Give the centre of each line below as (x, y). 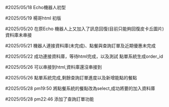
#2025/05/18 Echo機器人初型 (36, 7)
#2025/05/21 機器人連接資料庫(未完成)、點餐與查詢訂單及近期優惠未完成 (80, 46)
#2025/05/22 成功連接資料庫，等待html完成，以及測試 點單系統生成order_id (84, 56)
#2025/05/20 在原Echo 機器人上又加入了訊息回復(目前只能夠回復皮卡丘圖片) (84, 29)
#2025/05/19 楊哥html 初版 (33, 18)
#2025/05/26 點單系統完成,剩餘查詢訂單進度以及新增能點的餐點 (71, 78)
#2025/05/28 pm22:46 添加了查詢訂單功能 (50, 99)
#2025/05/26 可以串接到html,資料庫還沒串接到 (54, 67)
